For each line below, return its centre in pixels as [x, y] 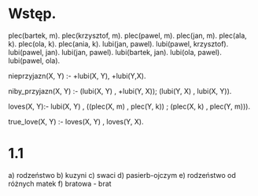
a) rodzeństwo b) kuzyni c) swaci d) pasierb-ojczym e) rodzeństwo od [122, 175]
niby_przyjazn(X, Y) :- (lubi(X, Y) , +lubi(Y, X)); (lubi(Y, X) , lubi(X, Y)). [120, 91]
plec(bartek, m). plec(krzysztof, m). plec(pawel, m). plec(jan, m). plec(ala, [128, 35]
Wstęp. [32, 14]
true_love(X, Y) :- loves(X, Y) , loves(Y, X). [76, 121]
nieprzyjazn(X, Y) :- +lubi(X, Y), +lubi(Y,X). [77, 76]
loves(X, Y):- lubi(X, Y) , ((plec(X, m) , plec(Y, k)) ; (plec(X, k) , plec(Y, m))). [129, 106]
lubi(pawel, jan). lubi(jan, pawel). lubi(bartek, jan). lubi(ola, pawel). [115, 52]
